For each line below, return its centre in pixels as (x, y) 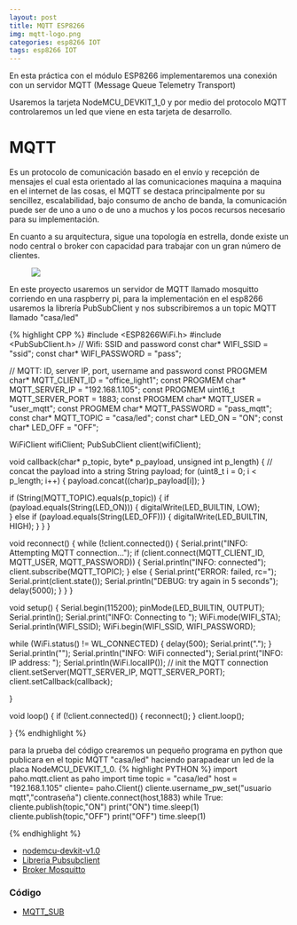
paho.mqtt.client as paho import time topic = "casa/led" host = (123, 779)
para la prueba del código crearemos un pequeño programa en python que (146, 750)
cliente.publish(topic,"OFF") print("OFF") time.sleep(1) (108, 817)
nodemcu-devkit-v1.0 (61, 851)
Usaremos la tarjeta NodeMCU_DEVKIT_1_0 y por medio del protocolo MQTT (148, 102)
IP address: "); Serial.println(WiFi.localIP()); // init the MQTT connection (139, 663)
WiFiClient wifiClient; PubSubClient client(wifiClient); (105, 445)
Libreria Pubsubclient (61, 860)
